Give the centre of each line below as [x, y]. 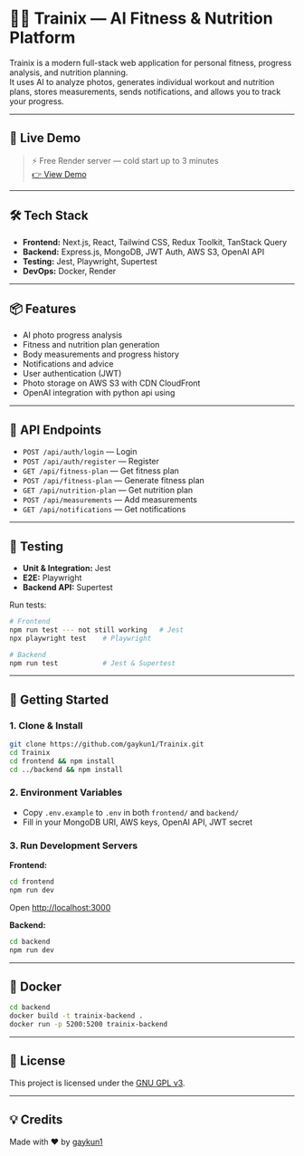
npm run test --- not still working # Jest [96, 630]
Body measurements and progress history [100, 354]
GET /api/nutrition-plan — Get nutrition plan [108, 490]
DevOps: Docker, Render [69, 271]
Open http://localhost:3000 [60, 907]
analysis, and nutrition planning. [69, 72]
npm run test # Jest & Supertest [93, 663]
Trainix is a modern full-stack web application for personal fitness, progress [151, 62]
